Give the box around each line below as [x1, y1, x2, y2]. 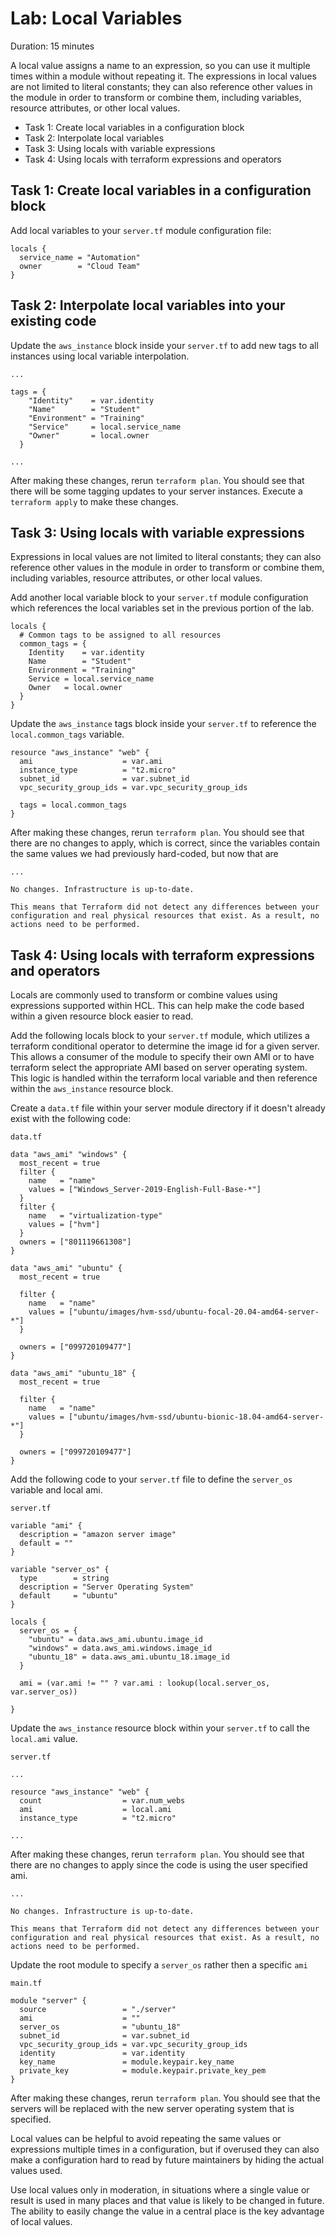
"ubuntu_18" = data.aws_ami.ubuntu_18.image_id [28, 1652, 230, 1662]
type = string [19, 1573, 110, 1584]
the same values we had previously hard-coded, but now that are [10, 848, 279, 860]
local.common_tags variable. [10, 728, 125, 741]
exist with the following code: [10, 1113, 132, 1125]
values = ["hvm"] [28, 1220, 101, 1230]
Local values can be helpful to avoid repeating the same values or [10, 2133, 282, 2145]
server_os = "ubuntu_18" [19, 2022, 182, 2032]
